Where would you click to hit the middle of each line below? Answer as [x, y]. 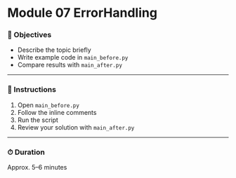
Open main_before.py [48, 105]
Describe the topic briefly [54, 50]
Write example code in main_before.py [73, 57]
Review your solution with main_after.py [76, 127]
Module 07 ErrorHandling [83, 13]
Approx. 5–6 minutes [37, 167]
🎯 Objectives [29, 35]
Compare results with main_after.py [70, 65]
